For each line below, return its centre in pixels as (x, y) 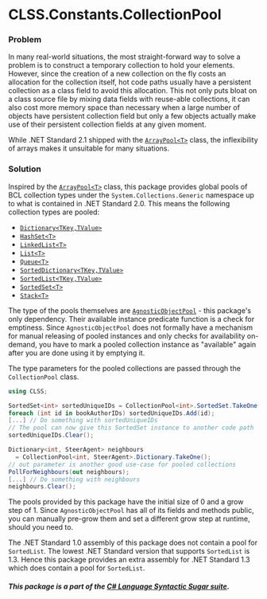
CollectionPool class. (44, 377)
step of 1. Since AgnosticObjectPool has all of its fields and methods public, (131, 511)
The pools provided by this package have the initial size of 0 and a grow (126, 502)
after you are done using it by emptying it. (77, 353)
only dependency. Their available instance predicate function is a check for (132, 319)
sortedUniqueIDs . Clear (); (51, 436)
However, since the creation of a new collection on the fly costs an (117, 74)
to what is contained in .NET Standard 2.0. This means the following (119, 203)
